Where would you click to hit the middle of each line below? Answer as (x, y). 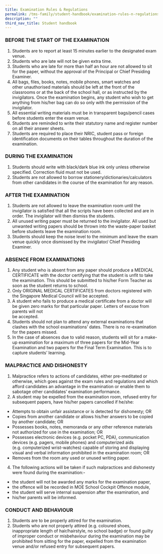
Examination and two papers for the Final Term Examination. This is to (82, 348)
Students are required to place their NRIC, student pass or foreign (78, 133)
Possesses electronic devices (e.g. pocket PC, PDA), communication (81, 437)
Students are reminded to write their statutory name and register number (85, 123)
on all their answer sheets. (38, 128)
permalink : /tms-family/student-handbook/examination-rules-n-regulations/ (83, 14)
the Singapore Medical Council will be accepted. (60, 296)
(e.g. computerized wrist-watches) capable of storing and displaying (81, 447)
